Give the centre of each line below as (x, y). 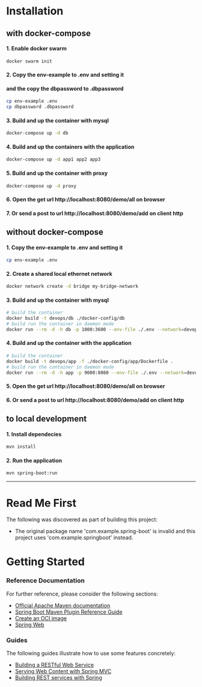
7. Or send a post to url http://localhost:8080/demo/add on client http (95, 213)
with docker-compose (49, 33)
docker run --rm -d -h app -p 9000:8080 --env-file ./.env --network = (96, 373)
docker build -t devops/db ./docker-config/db (66, 319)
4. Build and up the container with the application (69, 343)
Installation (35, 11)
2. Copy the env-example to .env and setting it (65, 75)
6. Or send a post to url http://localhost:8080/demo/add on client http (95, 400)
